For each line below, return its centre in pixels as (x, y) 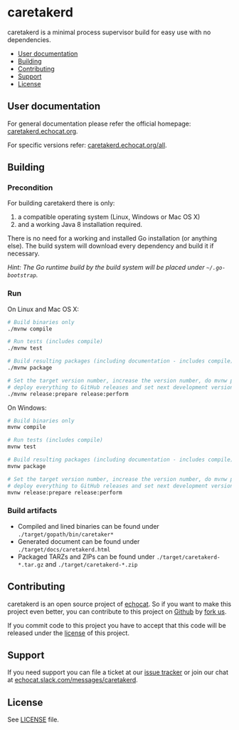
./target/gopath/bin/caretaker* (65, 534)
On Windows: (27, 407)
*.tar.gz (31, 564)
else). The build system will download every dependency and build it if (111, 246)
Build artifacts (32, 511)
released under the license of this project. (69, 633)
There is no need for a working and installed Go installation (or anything (112, 238)
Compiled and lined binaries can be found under (89, 526)
